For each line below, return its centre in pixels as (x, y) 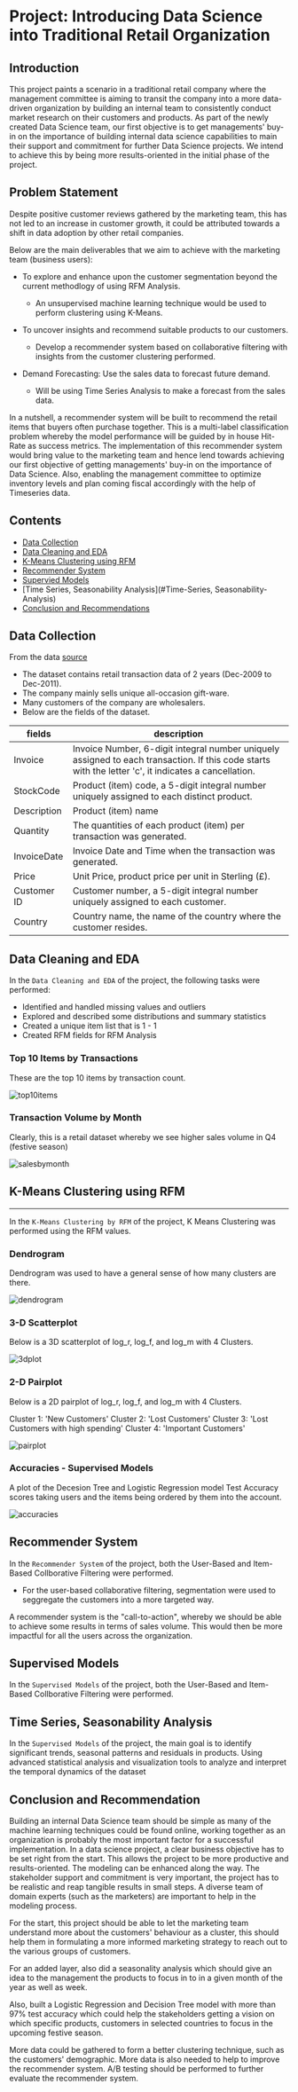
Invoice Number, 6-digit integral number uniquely (176, 749)
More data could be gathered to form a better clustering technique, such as (147, 2050)
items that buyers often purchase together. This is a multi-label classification (149, 427)
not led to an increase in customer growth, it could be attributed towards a (145, 223)
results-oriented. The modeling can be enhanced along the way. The (134, 1868)
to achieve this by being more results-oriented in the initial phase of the (140, 155)
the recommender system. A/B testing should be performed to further (137, 2069)
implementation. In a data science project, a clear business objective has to (147, 1849)
